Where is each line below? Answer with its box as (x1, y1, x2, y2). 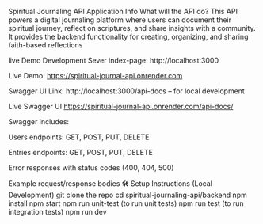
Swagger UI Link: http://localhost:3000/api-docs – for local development (8, 86, 246, 96)
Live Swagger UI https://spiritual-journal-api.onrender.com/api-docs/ (8, 102, 234, 111)
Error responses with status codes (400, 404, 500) (8, 163, 174, 173)
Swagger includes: (8, 117, 70, 126)
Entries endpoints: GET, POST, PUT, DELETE (8, 148, 153, 157)
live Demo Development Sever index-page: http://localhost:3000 (8, 55, 219, 65)
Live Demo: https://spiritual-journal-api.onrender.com (8, 71, 183, 80)
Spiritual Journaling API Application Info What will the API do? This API (8, 7, 238, 16)
